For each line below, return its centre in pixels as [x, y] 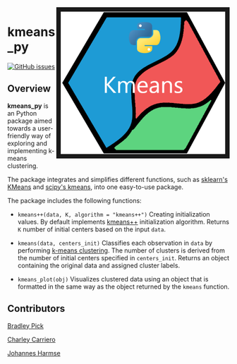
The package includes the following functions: [75, 200]
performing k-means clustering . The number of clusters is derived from [121, 250]
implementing [27, 150]
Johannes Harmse [34, 353]
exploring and [28, 143]
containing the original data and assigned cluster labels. [99, 265]
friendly [19, 135]
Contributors [36, 309]
